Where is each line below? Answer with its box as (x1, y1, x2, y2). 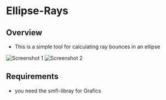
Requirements (6, 72, 59, 82)
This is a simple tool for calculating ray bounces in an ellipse (14, 43, 160, 50)
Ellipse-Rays (6, 4, 69, 18)
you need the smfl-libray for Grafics (14, 87, 101, 94)
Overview (6, 28, 43, 38)
